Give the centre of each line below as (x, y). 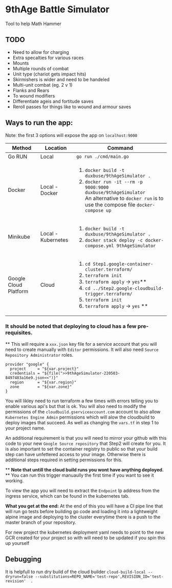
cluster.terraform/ (109, 269)
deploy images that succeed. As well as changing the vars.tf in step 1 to (82, 422)
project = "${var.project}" (45, 369)
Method (22, 148)
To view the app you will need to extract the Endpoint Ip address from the (82, 491)
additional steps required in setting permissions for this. (64, 460)
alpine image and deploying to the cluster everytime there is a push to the (83, 517)
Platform (18, 291)
